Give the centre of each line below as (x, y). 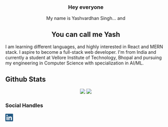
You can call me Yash (86, 34)
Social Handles (24, 105)
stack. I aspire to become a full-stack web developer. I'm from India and (81, 52)
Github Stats (26, 79)
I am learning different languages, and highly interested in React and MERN (84, 47)
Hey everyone (86, 7)
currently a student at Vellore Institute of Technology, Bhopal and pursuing (83, 58)
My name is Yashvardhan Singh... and (86, 18)
